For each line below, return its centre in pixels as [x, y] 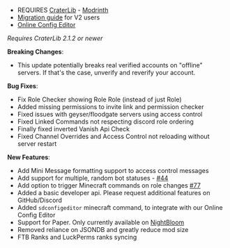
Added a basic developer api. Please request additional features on [114, 193]
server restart [37, 144]
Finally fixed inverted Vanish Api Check [74, 129]
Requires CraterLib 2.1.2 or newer [55, 38]
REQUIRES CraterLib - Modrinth [63, 10]
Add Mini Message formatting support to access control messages [113, 171]
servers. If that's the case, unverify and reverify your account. [106, 73]
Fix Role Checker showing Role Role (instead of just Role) [100, 99]
